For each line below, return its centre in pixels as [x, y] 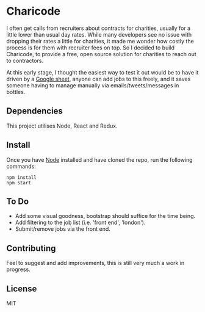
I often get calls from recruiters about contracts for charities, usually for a [99, 28]
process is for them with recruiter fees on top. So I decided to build [91, 48]
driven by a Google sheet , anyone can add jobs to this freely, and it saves [99, 79]
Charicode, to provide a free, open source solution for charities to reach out [101, 54]
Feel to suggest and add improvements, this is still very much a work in [95, 263]
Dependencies [34, 111]
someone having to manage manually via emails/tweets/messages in [93, 85]
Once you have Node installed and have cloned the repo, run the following [100, 159]
